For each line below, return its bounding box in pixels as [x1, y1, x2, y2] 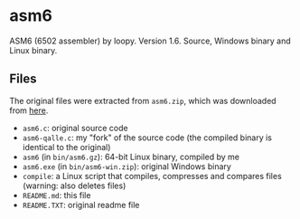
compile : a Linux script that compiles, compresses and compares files [22, 170, 282, 181]
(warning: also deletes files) [22, 180, 127, 191]
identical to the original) [22, 141, 111, 152]
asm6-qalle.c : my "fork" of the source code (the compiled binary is [22, 132, 273, 143]
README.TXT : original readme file [22, 199, 140, 210]
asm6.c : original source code [22, 122, 128, 133]
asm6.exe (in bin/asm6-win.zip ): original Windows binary [22, 160, 232, 172]
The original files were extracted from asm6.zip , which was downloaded [9, 95, 277, 106]
